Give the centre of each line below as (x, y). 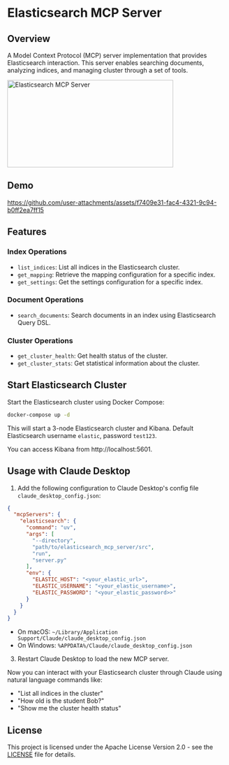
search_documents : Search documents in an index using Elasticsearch (117, 315)
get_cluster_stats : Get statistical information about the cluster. (109, 363)
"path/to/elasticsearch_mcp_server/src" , (94, 547)
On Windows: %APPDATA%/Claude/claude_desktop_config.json (105, 646)
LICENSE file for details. (42, 755)
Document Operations (45, 300)
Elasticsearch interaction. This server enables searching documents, (106, 63)
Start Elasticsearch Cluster (67, 385)
